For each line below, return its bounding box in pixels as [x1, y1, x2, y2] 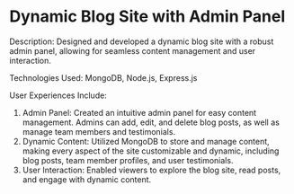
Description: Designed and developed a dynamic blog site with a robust [9, 36, 274, 47]
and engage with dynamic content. [22, 173, 152, 185]
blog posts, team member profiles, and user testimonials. [22, 154, 234, 165]
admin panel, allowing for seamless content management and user [9, 45, 256, 56]
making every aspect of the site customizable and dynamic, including [22, 145, 280, 156]
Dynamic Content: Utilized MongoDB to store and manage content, [22, 136, 270, 146]
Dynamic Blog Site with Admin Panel [9, 6, 286, 27]
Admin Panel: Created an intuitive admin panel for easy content [22, 107, 257, 118]
